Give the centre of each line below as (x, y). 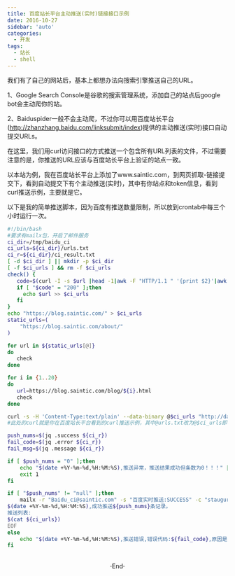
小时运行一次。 (29, 216)
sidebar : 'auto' (31, 27)
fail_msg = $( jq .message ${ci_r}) (56, 449)
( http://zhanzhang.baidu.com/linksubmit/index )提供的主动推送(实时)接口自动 (117, 127)
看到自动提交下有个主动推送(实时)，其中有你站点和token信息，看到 (122, 183)
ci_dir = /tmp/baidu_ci (39, 242)
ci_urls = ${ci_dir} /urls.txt (48, 248)
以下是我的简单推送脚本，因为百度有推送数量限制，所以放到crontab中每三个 (116, 206)
